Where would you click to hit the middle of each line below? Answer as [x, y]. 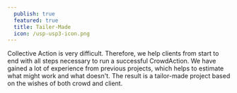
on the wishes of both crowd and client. [65, 83]
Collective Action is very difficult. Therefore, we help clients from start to [113, 54]
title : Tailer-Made [42, 27]
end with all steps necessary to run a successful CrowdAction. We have [112, 61]
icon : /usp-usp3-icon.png [52, 33]
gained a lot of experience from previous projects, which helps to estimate [116, 68]
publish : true [34, 14]
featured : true [36, 20]
